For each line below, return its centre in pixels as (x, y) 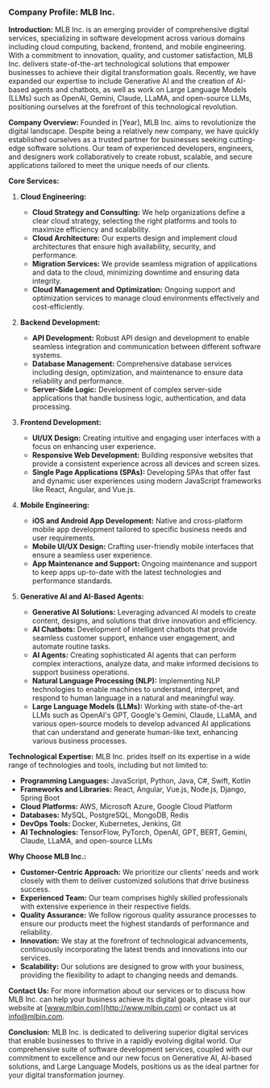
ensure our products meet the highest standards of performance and (135, 924)
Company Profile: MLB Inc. (62, 12)
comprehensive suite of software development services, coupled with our (131, 1049)
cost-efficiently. (58, 307)
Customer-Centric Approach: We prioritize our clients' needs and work (139, 872)
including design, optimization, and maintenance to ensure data (137, 372)
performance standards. (72, 581)
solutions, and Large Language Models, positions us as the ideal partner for (134, 1067)
